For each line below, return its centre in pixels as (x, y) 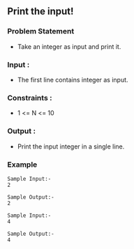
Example (22, 165)
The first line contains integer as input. (73, 80)
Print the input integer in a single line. (71, 146)
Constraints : (30, 98)
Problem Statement (41, 31)
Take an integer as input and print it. (69, 46)
